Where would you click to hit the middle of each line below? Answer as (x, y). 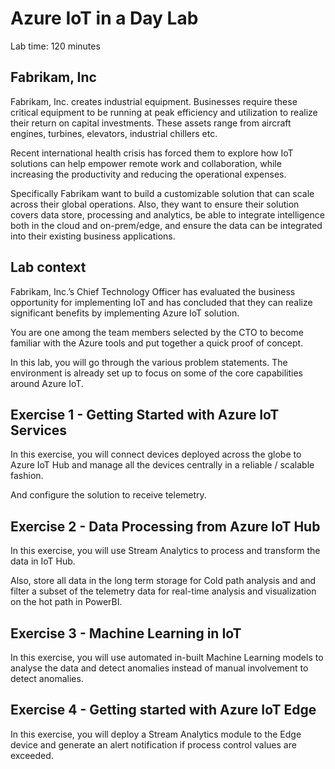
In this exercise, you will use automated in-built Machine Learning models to (167, 657)
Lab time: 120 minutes (55, 46)
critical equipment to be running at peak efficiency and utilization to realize (164, 112)
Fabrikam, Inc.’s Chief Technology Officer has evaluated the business (153, 291)
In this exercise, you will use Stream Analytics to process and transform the (165, 551)
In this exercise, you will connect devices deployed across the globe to (156, 454)
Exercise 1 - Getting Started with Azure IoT (145, 414)
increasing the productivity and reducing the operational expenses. (148, 174)
